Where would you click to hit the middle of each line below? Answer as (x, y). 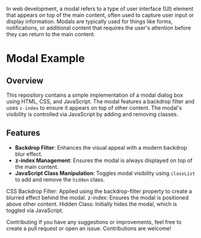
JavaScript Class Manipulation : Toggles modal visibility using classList (105, 173)
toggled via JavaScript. (35, 210)
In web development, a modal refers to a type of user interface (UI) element (100, 9)
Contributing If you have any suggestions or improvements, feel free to (94, 222)
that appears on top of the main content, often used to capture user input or (100, 15)
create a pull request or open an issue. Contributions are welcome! (89, 228)
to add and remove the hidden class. (60, 179)
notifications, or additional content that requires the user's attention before (99, 28)
